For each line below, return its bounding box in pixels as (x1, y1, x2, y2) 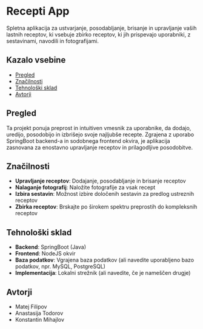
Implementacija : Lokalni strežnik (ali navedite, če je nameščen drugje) (15, 269, 191, 277)
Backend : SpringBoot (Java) (15, 243, 87, 251)
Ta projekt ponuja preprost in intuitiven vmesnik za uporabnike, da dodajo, (6, 124, 191, 131)
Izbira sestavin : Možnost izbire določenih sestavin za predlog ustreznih (15, 190, 195, 198)
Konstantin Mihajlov (15, 316, 65, 323)
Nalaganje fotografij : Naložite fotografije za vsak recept (15, 184, 156, 191)
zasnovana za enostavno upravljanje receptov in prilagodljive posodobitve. (6, 144, 193, 151)
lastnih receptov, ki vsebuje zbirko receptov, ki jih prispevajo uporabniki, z (6, 30, 191, 38)
